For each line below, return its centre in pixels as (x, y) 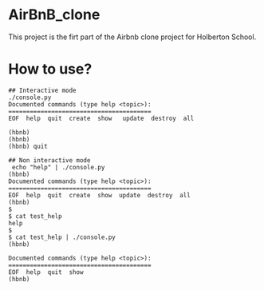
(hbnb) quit (28, 146)
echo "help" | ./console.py (58, 167)
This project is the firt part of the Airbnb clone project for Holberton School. (132, 37)
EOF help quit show (46, 272)
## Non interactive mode (49, 160)
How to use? (50, 69)
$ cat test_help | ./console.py (62, 237)
